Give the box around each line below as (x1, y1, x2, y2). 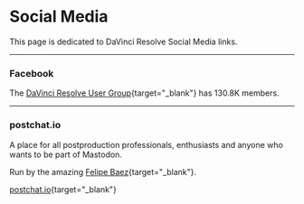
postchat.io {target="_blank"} (9, 183, 118, 195)
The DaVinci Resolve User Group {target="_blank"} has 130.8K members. (9, 88, 280, 98)
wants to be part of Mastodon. (9, 149, 122, 160)
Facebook (9, 67, 54, 79)
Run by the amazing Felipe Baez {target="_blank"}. (9, 166, 197, 177)
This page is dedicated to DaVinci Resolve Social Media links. (9, 36, 238, 47)
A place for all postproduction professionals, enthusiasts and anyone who (9, 139, 283, 150)
